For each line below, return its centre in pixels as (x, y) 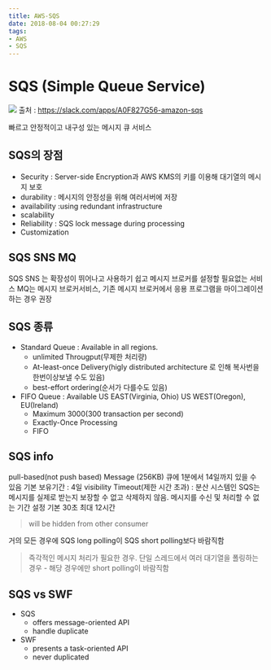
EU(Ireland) (39, 405)
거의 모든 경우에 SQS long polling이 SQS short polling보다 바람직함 (116, 541)
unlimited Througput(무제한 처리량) (90, 357)
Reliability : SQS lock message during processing (103, 223)
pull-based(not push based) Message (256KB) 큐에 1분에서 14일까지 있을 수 (133, 477)
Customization (44, 232)
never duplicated (61, 657)
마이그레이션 (243, 288)
